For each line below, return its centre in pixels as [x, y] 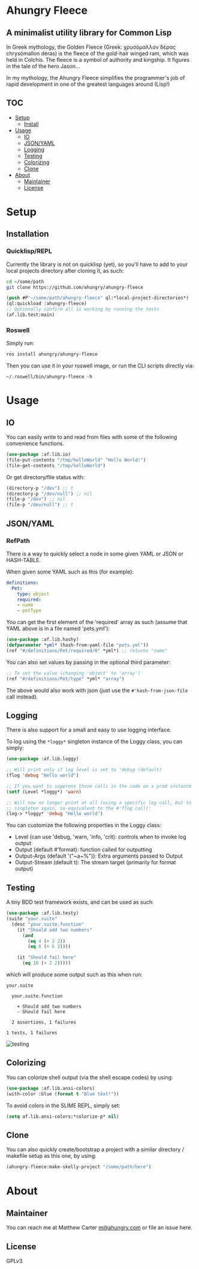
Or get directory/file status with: [46, 477]
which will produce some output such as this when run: [74, 975]
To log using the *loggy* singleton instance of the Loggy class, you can [94, 742]
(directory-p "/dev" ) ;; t [40, 488]
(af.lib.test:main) [31, 315]
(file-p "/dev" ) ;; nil [36, 499]
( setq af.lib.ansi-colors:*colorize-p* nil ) [63, 1116]
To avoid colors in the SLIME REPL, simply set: [64, 1105]
